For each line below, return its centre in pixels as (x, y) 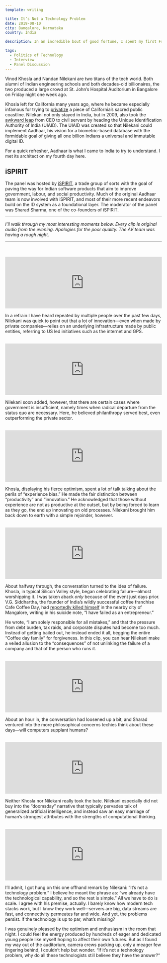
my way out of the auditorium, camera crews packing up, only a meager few (83, 945)
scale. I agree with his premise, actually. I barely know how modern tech (79, 903)
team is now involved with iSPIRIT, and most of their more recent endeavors (83, 199)
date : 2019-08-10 (23, 23)
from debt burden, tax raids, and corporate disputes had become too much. (83, 627)
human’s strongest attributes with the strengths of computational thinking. (81, 817)
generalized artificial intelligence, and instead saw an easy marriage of (78, 811)
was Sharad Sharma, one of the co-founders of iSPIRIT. (62, 210)
